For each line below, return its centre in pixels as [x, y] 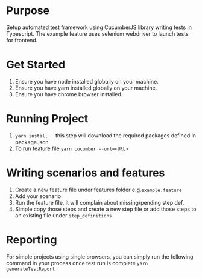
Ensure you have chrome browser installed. [69, 94]
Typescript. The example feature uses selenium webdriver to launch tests [97, 33]
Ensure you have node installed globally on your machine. [87, 81]
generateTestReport [31, 269]
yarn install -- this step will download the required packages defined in [106, 135]
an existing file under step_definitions [64, 215]
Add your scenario [38, 196]
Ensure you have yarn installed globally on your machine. [86, 88]
